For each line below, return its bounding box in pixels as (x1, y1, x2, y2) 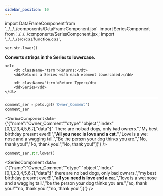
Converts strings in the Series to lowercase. (5, 54, 96, 60)
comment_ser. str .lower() (5, 151, 55, 156)
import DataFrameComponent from (5, 20, 75, 26)
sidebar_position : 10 (5, 7, 49, 12)
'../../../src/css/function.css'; (5, 36, 62, 42)
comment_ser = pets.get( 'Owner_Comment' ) (5, 102, 90, 107)
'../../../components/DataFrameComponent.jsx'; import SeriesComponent (5, 25, 150, 32)
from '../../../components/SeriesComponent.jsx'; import (5, 31, 114, 37)
